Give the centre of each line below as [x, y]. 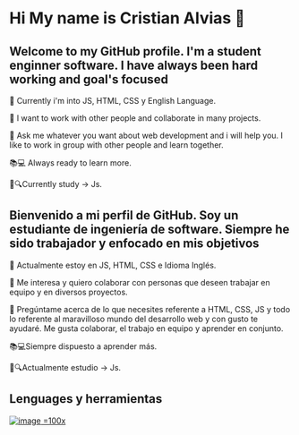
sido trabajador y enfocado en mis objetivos [134, 244]
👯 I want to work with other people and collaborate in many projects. [135, 118]
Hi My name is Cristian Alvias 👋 [128, 18]
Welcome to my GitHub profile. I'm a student [136, 51]
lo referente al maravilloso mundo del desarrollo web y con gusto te [133, 319]
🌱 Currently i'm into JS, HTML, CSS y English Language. [113, 101]
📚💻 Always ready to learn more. [70, 163]
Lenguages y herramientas [86, 399]
